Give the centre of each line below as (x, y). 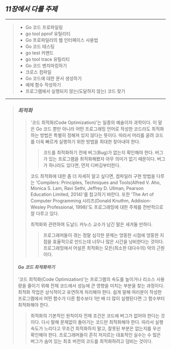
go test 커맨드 (39, 53)
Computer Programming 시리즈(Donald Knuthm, (80, 201)
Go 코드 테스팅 (40, 46)
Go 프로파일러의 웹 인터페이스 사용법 (62, 40)
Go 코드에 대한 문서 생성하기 (53, 78)
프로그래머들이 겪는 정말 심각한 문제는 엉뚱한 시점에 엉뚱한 (101, 235)
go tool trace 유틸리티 (48, 59)
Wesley (38, 207)
